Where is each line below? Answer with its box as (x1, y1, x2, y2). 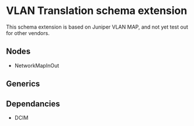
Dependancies (6, 99, 60, 108)
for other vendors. (6, 29, 50, 36)
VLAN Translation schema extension (6, 4, 188, 17)
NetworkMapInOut (14, 62, 60, 69)
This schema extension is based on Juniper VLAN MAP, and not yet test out (6, 23, 189, 30)
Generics (6, 79, 40, 89)
